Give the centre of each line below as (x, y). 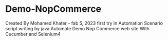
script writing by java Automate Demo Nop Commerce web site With (78, 28)
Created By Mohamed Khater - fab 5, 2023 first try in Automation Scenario (84, 23)
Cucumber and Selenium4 (33, 34)
